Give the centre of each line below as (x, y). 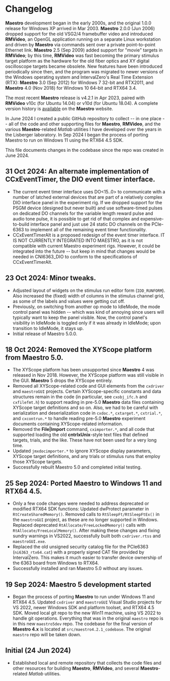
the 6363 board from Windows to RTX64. (56, 563)
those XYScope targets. (37, 462)
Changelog (29, 9)
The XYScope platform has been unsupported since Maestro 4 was (83, 370)
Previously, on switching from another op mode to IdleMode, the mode (86, 307)
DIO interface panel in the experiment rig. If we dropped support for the (87, 202)
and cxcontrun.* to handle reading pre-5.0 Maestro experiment (79, 419)
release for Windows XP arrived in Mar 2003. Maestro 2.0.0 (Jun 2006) (80, 28)
